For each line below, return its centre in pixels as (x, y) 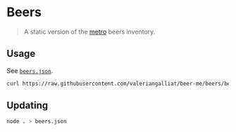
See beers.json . (30, 70)
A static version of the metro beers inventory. (89, 32)
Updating (27, 106)
